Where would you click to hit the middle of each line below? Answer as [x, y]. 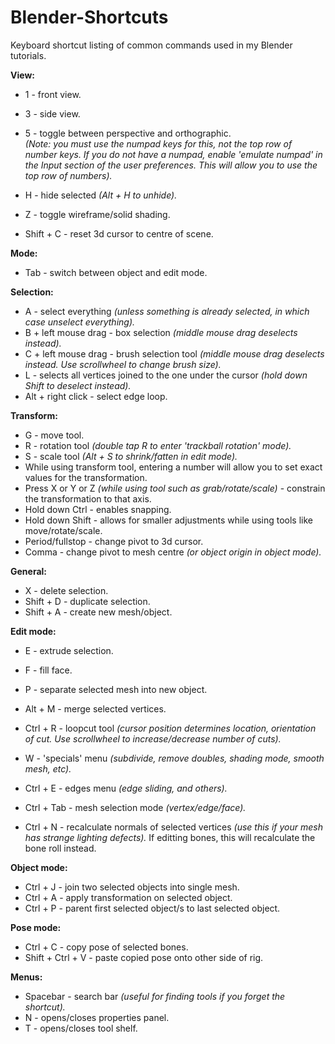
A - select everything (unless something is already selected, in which [167, 311]
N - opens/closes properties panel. [97, 1017]
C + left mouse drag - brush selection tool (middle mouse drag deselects [174, 353]
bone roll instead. [60, 848]
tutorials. [28, 55]
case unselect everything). [80, 322]
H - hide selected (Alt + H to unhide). [101, 195]
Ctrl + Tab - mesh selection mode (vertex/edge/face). [135, 807]
